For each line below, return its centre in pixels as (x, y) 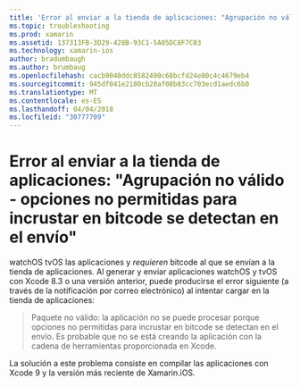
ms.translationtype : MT (54, 92)
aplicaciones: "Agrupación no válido (147, 181)
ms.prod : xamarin (42, 34)
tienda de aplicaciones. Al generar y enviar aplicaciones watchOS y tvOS (143, 272)
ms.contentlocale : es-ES (55, 101)
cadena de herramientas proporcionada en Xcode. (124, 346)
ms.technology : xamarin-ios (62, 51)
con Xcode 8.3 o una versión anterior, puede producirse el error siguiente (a (149, 282)
